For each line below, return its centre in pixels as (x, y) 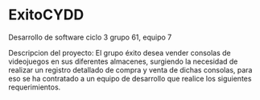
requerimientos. (35, 87)
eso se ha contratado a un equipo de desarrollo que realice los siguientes (130, 78)
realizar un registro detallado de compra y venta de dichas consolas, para (130, 69)
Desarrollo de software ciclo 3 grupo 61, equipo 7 (90, 37)
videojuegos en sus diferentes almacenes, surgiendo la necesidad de (123, 61)
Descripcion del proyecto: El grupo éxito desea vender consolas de (120, 52)
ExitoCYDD (46, 15)
